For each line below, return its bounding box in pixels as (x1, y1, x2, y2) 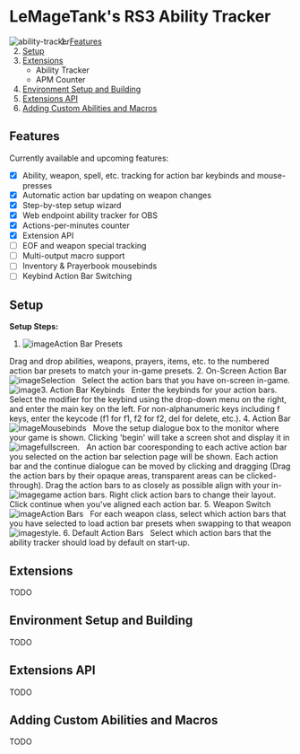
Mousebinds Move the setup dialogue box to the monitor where (40, 423, 279, 434)
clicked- (245, 470, 278, 481)
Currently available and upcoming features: (9, 153, 169, 163)
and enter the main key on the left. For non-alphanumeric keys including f (9, 404, 280, 415)
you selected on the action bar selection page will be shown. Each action (9, 452, 279, 462)
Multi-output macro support (21, 250, 125, 261)
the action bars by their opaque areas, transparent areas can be (9, 470, 244, 481)
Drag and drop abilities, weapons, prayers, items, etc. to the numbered (9, 356, 270, 367)
